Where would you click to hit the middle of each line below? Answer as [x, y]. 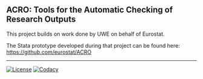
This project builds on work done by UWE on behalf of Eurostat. [85, 34]
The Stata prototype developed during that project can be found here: [93, 45]
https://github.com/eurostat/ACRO [49, 52]
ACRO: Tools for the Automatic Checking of [90, 10]
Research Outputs [41, 20]
